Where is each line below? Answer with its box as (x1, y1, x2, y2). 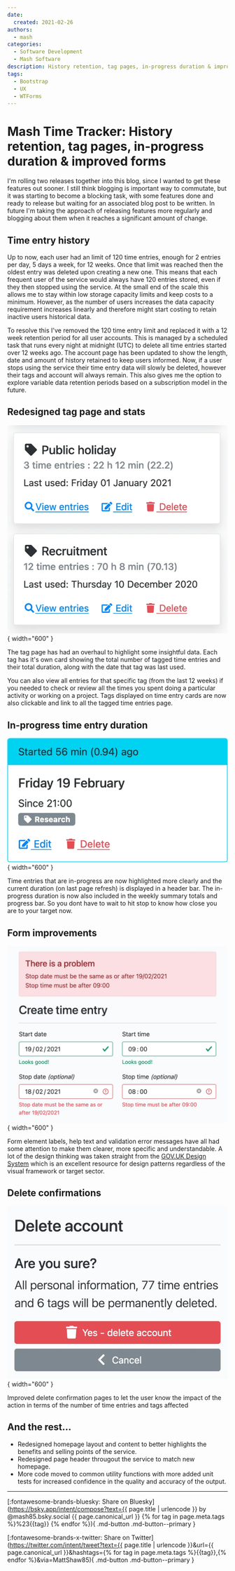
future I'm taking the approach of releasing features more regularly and (7, 207, 213, 215)
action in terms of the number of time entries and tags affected (7, 1401, 189, 1410)
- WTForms (13, 93, 42, 100)
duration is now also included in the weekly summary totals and (34, 891, 218, 901)
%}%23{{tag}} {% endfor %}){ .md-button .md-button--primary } (7, 1519, 196, 1528)
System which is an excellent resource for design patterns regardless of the (7, 1159, 226, 1168)
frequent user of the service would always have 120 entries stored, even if (7, 276, 221, 283)
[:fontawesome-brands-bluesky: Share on (7, 1497, 128, 1506)
